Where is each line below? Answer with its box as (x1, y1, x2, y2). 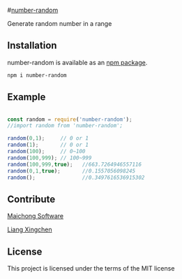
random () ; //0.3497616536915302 (7, 174, 145, 181)
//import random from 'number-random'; (7, 122, 123, 129)
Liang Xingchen (7, 225, 52, 234)
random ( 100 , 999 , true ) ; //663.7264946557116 (7, 161, 142, 168)
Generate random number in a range (7, 20, 112, 27)
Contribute (7, 193, 56, 205)
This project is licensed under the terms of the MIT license (7, 264, 175, 272)
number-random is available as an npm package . (7, 58, 148, 66)
